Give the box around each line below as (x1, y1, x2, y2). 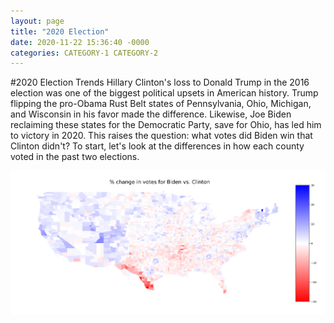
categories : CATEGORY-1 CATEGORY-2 (10, 48, 159, 58)
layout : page (10, 16, 65, 26)
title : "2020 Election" (10, 26, 110, 37)
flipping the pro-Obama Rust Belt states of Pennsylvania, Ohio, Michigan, (10, 98, 312, 110)
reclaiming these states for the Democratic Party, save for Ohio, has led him (10, 119, 322, 131)
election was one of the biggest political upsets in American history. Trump (10, 87, 319, 99)
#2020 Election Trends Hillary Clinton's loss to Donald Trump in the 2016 (10, 76, 310, 89)
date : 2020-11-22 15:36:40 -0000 (10, 37, 150, 47)
